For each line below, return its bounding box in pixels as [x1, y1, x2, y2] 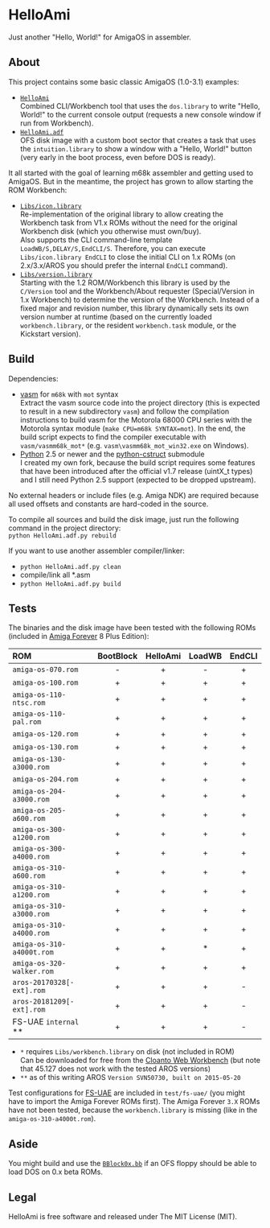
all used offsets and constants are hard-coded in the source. [8, 499, 209, 509]
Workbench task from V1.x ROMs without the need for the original [19, 217, 238, 227]
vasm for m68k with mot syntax [19, 389, 119, 399]
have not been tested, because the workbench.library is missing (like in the [8, 1105, 258, 1115]
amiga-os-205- [12, 806, 67, 815]
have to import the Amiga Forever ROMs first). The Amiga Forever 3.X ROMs [8, 1097, 260, 1106]
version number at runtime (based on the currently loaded [19, 311, 212, 321]
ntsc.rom [12, 698, 46, 707]
